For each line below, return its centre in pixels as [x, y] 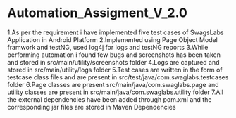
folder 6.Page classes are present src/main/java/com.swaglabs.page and [113, 84]
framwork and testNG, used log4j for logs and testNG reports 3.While [108, 47]
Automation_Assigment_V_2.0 [98, 13]
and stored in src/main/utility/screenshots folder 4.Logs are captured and [113, 62]
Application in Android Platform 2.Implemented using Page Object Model [113, 39]
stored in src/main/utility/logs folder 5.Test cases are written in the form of [115, 70]
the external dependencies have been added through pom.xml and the [110, 99]
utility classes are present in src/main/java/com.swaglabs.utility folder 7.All [116, 92]
